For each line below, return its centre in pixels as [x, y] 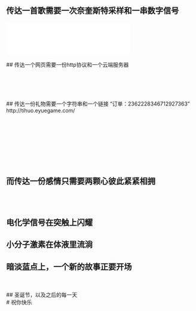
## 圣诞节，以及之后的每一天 [42, 295]
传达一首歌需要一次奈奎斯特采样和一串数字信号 [93, 11]
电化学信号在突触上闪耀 [49, 223]
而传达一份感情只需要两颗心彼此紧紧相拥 [81, 181]
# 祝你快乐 [19, 302]
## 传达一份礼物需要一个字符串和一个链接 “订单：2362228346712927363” [98, 104]
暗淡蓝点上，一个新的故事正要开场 [69, 267]
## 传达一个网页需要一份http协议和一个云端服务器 [68, 64]
